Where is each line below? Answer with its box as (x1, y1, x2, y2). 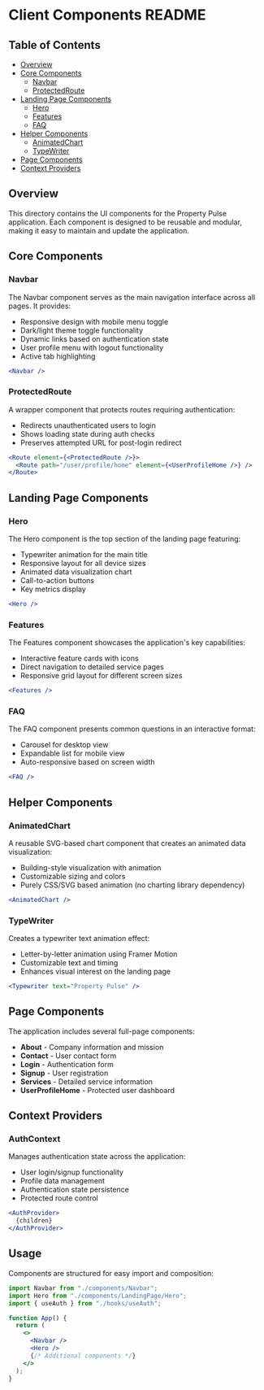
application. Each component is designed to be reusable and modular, (8, 217, 242, 227)
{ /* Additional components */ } (29, 1352, 136, 1360)
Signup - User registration (19, 1068, 109, 1078)
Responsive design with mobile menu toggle (19, 316, 169, 326)
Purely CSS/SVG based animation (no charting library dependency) (19, 880, 245, 890)
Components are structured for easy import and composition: (8, 1268, 214, 1278)
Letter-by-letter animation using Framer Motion (19, 949, 178, 959)
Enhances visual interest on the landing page (19, 966, 171, 977)
